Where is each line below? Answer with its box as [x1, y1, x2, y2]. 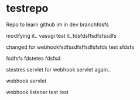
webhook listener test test [6, 88, 69, 95]
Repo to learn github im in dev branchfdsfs [6, 21, 110, 28]
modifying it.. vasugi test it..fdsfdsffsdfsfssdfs [6, 32, 117, 39]
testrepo [6, 2, 49, 15]
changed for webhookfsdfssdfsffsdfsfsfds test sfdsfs [6, 43, 135, 51]
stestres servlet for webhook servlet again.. [6, 66, 111, 73]
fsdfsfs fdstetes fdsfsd [6, 55, 61, 62]
